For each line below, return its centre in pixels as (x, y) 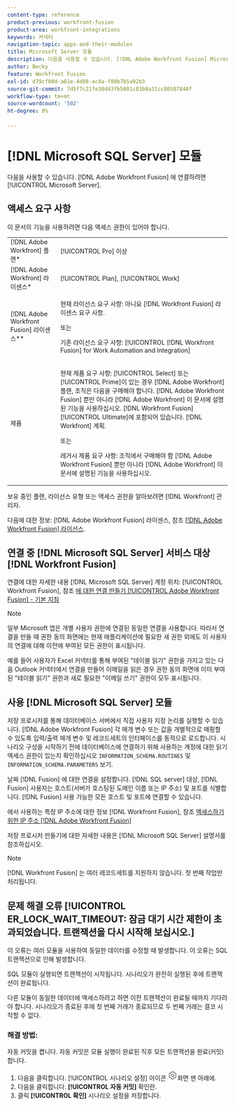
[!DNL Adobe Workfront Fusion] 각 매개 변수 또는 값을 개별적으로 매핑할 (121, 729)
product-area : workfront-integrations (64, 29)
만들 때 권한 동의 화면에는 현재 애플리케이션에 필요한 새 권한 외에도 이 (114, 637)
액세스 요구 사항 (39, 209)
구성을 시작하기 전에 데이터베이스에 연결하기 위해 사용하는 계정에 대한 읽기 (127, 747)
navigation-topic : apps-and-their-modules (70, 45)
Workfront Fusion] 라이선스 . (47, 528)
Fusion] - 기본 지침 (33, 599)
